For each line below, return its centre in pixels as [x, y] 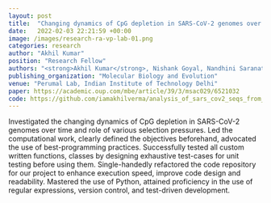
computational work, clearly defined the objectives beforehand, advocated [132, 139]
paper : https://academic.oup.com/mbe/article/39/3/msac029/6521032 [124, 91]
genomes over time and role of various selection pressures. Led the [121, 130]
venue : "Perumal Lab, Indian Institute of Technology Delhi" [113, 83]
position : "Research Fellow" [57, 61]
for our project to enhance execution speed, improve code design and [125, 173]
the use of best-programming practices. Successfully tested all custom [126, 147]
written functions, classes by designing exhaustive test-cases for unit [124, 156]
